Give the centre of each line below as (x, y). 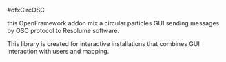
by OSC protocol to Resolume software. (63, 31)
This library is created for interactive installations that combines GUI (103, 44)
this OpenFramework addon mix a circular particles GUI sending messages (113, 23)
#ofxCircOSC (26, 10)
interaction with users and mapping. (58, 51)
